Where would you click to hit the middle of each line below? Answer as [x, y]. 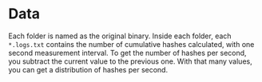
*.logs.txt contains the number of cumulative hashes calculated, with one [131, 44]
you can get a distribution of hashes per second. [88, 69]
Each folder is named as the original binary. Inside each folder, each [120, 36]
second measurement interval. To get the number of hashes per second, [127, 53]
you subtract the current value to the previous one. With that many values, [131, 61]
